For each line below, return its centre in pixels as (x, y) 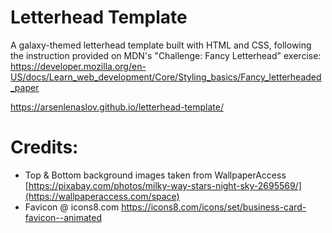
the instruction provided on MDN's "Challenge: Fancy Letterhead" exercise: (166, 55)
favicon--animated (63, 217)
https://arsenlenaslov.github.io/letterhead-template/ (117, 107)
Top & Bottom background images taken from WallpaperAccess (155, 175)
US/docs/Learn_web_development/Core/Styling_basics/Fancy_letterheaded (166, 77)
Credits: (44, 147)
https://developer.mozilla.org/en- (78, 66)
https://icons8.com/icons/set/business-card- (214, 207)
